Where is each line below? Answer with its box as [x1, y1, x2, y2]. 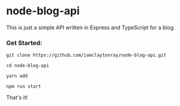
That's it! [6, 94, 28, 101]
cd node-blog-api [6, 63, 49, 69]
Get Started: [6, 39, 43, 47]
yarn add [6, 73, 28, 79]
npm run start [6, 83, 42, 90]
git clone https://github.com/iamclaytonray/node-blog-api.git [6, 52, 167, 58]
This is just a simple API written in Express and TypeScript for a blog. [6, 24, 175, 31]
